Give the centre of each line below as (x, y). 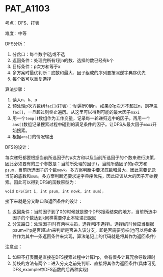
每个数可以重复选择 (32, 79)
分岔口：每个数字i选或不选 (39, 54)
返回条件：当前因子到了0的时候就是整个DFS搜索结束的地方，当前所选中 (84, 212)
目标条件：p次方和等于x (36, 66)
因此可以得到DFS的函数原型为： (46, 182)
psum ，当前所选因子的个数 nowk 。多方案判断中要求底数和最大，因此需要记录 (81, 170)
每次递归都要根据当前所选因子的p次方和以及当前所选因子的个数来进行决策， (82, 157)
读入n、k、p (25, 99)
